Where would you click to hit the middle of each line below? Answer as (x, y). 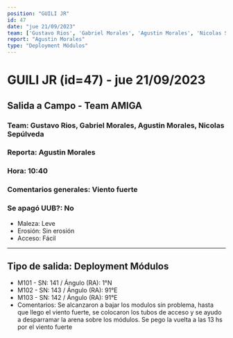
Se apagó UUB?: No (41, 208)
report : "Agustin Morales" (46, 39)
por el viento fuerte (45, 327)
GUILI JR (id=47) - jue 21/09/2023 (106, 80)
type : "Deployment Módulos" (48, 46)
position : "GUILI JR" (38, 14)
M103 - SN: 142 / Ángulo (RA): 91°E (67, 298)
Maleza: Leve (36, 223)
